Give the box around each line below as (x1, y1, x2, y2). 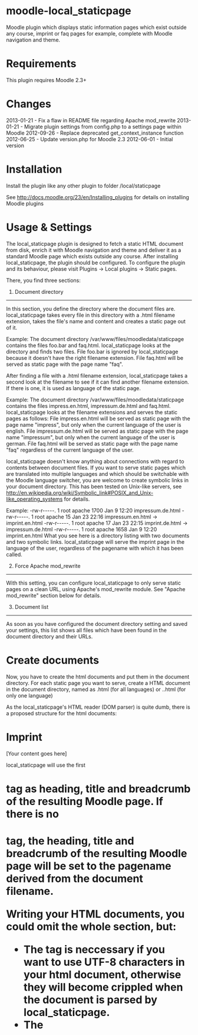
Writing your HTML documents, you (6, 907, 185, 920)
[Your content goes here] (6, 750, 67, 757)
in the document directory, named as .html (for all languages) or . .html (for (6, 686, 186, 693)
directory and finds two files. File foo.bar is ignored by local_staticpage (6, 348, 179, 355)
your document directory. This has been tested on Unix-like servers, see (6, 483, 182, 490)
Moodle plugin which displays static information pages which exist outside (6, 24, 187, 31)
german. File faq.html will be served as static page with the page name (6, 440, 178, 447)
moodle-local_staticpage (6, 4, 131, 18)
